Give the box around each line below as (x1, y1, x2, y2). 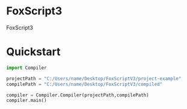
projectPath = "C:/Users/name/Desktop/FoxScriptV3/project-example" (6, 75, 182, 81)
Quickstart (6, 45, 61, 59)
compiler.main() (6, 98, 47, 104)
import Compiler (6, 65, 47, 71)
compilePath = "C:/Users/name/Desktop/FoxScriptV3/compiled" (6, 81, 163, 87)
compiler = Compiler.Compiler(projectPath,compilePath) (6, 92, 149, 98)
